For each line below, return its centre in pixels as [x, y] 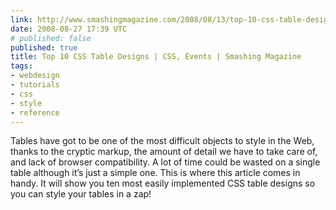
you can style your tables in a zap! [81, 194]
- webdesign [35, 76]
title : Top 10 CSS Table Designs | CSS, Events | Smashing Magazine [156, 57]
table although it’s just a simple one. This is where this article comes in [155, 173]
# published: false [51, 38]
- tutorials [35, 85]
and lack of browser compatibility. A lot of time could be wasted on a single [165, 162]
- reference [35, 112]
